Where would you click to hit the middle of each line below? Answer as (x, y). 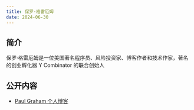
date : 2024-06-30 (27, 17)
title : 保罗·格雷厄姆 (30, 12)
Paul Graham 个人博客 (42, 101)
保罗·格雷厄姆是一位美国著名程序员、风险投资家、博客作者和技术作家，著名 (97, 58)
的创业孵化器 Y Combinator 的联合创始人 (55, 65)
